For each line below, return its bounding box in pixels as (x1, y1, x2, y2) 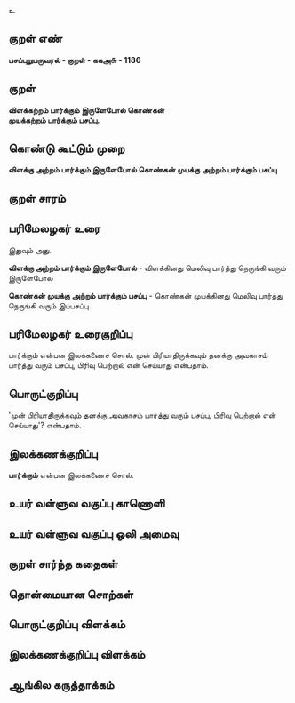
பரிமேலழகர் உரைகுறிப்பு (8, 326, 132, 342)
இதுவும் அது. (8, 244, 52, 255)
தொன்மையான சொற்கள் (8, 587, 134, 602)
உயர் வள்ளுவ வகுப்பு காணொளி (8, 496, 165, 511)
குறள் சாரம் (8, 190, 66, 205)
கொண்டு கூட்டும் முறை (8, 141, 125, 156)
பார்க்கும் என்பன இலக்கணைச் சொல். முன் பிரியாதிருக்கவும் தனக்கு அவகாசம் (8, 350, 268, 361)
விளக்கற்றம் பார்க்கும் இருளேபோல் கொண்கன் (8, 104, 165, 116)
